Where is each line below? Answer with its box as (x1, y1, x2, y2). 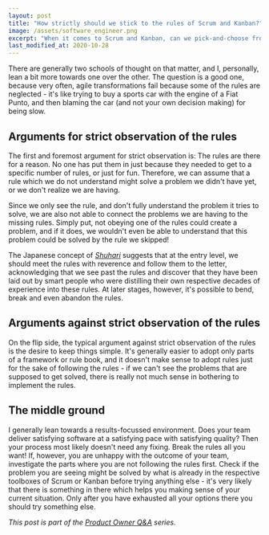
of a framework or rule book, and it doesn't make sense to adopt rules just (8, 354, 253, 364)
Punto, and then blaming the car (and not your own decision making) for (8, 98, 246, 108)
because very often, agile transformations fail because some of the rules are (8, 81, 261, 91)
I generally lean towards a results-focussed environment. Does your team (8, 425, 251, 435)
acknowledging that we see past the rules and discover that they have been (8, 267, 259, 277)
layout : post (8, 11, 52, 20)
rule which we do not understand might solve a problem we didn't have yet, (8, 176, 257, 186)
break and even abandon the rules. (8, 292, 124, 302)
